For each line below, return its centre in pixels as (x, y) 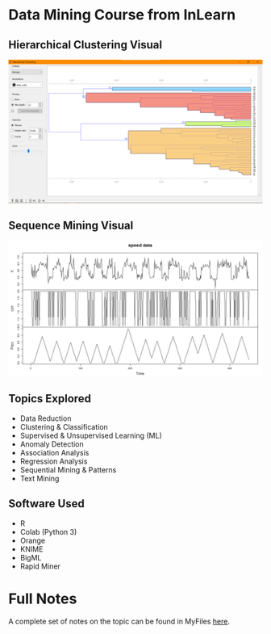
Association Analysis (54, 452)
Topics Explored (50, 399)
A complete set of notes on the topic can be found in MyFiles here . (119, 621)
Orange (33, 540)
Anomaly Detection (52, 444)
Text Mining (40, 478)
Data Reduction (46, 418)
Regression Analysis (54, 461)
